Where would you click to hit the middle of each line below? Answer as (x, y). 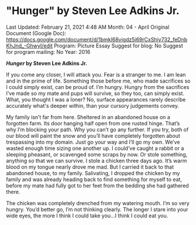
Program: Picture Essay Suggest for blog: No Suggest (118, 46)
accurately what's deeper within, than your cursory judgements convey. (93, 105)
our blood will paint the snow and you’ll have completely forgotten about (93, 135)
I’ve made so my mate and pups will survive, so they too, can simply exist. (95, 93)
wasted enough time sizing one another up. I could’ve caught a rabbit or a (95, 148)
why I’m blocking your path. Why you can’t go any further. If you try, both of (97, 129)
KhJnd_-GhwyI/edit (29, 46)
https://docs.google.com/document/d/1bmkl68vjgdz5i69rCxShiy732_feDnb (97, 39)
